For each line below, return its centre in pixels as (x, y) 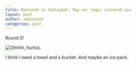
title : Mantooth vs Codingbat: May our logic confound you (68, 10)
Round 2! (15, 38)
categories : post (23, 24)
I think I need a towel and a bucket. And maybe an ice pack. (67, 57)
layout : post (19, 14)
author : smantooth (24, 19)
